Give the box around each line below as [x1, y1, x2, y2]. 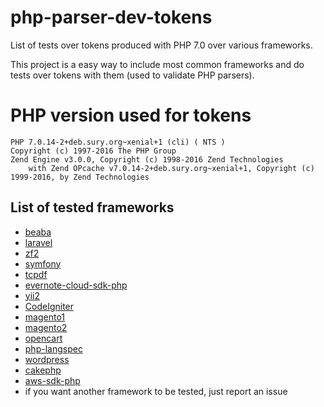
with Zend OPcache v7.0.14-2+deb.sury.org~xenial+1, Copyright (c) [28, 163, 315, 173]
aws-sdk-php [24, 374, 81, 386]
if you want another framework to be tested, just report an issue [24, 385, 288, 397]
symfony [24, 257, 62, 270]
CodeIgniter [24, 300, 75, 312]
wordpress [24, 353, 70, 365]
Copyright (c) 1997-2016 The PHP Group [10, 146, 177, 156]
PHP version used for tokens [10, 104, 252, 127]
